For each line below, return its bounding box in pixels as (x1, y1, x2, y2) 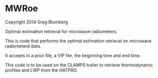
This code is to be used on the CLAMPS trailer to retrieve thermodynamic (5, 62, 153, 68)
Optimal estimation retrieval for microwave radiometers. (5, 28, 118, 34)
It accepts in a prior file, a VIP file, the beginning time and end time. (5, 52, 141, 58)
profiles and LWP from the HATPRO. (5, 67, 78, 73)
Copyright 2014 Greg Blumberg (5, 19, 68, 25)
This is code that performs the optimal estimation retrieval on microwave (5, 38, 152, 44)
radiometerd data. (5, 43, 42, 49)
